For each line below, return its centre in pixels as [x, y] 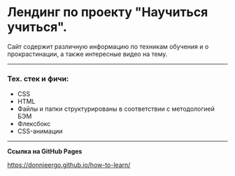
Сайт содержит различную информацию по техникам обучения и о [108, 46]
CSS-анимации [40, 131]
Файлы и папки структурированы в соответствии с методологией [116, 109]
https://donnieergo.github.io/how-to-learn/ [69, 165]
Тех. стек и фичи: [38, 79]
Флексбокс [34, 124]
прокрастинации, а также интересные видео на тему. [87, 54]
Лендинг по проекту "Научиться [108, 12]
